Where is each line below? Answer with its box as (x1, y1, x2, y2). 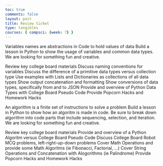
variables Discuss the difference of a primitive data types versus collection (5, 69, 156, 74)
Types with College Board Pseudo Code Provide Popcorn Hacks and (5, 89, 143, 95)
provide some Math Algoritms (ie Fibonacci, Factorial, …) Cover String (5, 145, 146, 151)
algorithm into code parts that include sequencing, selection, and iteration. (5, 115, 156, 120)
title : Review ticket (5, 21, 50, 26)
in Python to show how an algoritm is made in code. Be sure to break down (5, 110, 157, 115)
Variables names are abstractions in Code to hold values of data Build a (5, 44, 150, 49)
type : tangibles (5, 26, 38, 30)
